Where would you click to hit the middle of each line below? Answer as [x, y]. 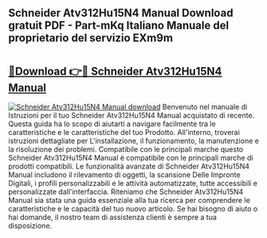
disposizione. [30, 226]
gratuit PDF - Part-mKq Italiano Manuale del [119, 26]
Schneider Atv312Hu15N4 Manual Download [121, 13]
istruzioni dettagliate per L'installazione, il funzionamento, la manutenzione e [133, 141]
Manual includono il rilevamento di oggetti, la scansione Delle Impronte [124, 175]
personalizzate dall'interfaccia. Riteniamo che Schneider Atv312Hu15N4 [126, 192]
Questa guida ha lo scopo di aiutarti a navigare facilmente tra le [112, 124]
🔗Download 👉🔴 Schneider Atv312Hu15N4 [115, 71]
